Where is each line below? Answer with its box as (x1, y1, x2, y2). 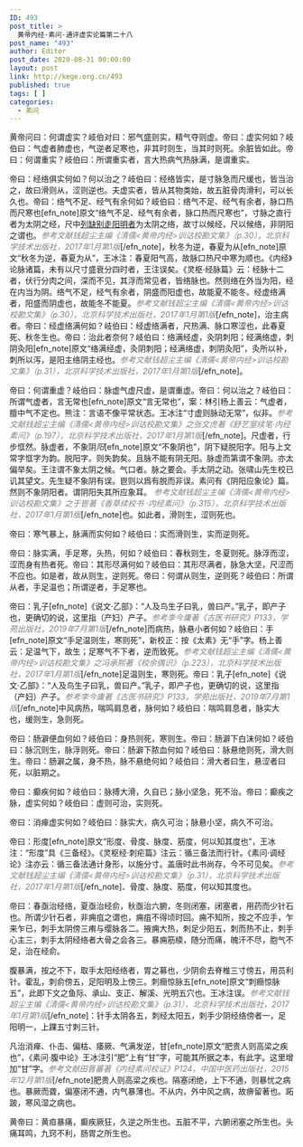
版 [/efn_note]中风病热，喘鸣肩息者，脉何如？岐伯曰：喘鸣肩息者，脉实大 (9, 703, 280, 714)
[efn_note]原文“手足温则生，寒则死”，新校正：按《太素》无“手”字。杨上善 (9, 635, 283, 646)
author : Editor (9, 47, 67, 56)
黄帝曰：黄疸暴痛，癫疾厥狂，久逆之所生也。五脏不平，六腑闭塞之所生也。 (9, 1116, 286, 1127)
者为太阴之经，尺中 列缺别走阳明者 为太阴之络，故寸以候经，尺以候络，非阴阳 (9, 219, 294, 230)
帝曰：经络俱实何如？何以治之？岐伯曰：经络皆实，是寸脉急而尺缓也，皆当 (9, 174, 286, 185)
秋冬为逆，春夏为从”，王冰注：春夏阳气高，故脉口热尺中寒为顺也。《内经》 (21, 252, 293, 263)
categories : (9, 97, 54, 107)
